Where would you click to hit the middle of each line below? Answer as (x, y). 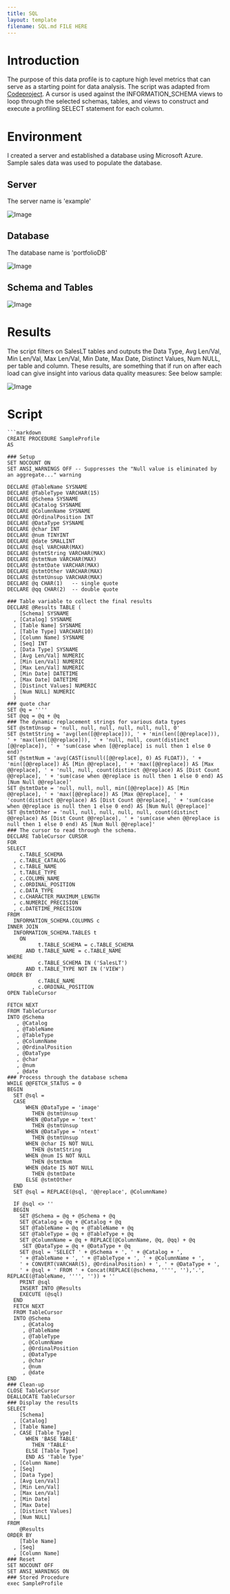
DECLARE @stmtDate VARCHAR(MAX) (53, 565)
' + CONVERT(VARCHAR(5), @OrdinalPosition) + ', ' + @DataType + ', (120, 1264)
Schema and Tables (50, 287)
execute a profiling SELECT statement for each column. (86, 109)
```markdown (24, 432)
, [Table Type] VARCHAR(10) (54, 631)
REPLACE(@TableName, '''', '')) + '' (61, 1276)
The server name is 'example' (49, 201)
